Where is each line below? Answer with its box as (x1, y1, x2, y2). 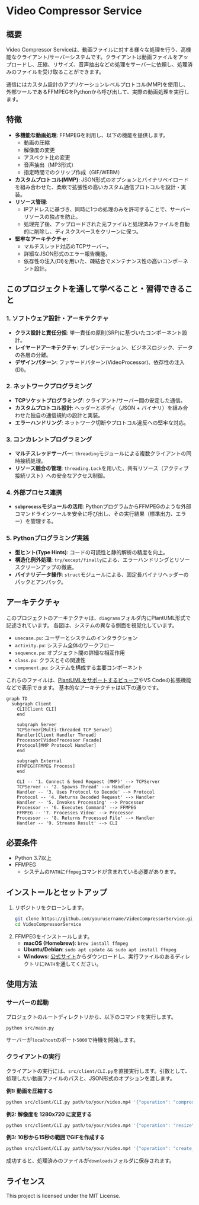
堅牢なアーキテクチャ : (14, 235, 68, 242)
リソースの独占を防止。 (23, 213, 81, 220)
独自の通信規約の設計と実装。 (30, 411, 104, 418)
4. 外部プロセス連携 (6, 488, 62, 497)
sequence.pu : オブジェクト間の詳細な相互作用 (14, 649, 126, 656)
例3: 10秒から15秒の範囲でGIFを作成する (6, 1134, 105, 1141)
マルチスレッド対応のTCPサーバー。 (23, 242, 113, 250)
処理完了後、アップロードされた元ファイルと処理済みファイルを (23, 220, 179, 228)
